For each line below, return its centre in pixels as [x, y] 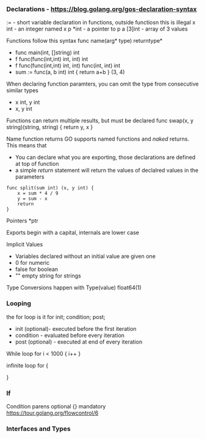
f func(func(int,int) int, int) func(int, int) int [68, 65]
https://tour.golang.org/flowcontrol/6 [52, 413]
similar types [22, 90]
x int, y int [27, 102]
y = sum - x [32, 199]
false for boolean [37, 269]
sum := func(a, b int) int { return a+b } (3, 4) [70, 72]
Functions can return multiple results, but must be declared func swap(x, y [100, 120]
